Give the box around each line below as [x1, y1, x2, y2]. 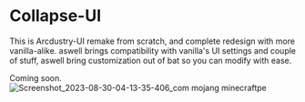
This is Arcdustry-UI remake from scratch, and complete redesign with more [9, 36, 296, 46]
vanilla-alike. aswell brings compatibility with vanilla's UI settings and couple [9, 45, 297, 56]
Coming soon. [9, 72, 62, 83]
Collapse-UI [9, 5, 102, 26]
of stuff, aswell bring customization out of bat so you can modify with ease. [9, 55, 292, 66]
